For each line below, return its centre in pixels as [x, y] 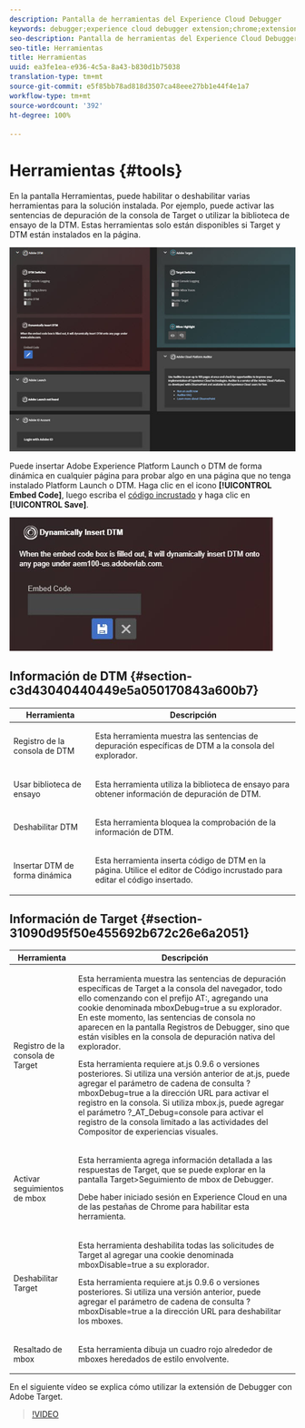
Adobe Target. [36, 1397]
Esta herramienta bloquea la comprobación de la [186, 822]
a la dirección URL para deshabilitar [215, 1311]
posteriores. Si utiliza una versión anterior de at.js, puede [184, 1074]
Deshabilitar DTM [46, 827]
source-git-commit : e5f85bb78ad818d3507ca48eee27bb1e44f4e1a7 [129, 86]
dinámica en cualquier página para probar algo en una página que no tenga [150, 475]
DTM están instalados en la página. [75, 235]
